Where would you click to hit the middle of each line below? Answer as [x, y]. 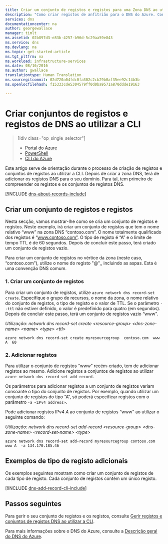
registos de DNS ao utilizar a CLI [73, 124]
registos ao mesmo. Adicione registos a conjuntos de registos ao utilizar [79, 371]
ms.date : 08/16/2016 [27, 66]
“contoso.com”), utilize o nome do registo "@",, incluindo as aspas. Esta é [81, 263]
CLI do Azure [38, 158]
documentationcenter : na [31, 24]
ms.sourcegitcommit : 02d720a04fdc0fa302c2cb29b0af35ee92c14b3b [72, 80]
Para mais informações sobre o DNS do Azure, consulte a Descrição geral [81, 531]
